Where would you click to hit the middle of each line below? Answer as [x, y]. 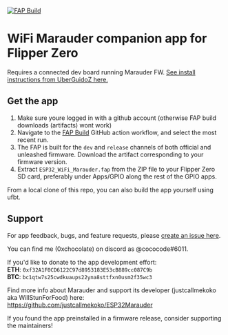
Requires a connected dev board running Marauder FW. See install [101, 72]
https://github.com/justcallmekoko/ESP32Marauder [80, 305]
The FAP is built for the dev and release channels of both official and [114, 147]
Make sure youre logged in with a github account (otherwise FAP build [117, 118]
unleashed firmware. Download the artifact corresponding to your [110, 154]
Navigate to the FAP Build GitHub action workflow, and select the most [117, 132]
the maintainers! [30, 325]
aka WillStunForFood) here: [46, 297]
